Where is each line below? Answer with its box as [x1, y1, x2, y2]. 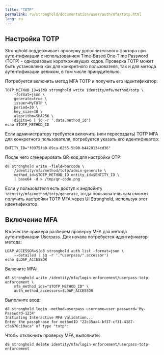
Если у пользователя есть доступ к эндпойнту [5, 185, 103, 191]
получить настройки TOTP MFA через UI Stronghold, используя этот [5, 196, 148, 202]
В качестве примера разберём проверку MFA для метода [5, 229, 127, 234]
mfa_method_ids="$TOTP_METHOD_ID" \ [14, 284, 89, 289]
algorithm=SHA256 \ [14, 114, 54, 119]
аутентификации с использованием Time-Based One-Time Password [5, 53, 148, 59]
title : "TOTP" [5, 7, 34, 12]
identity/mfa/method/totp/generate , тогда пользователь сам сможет [5, 191, 149, 197]
